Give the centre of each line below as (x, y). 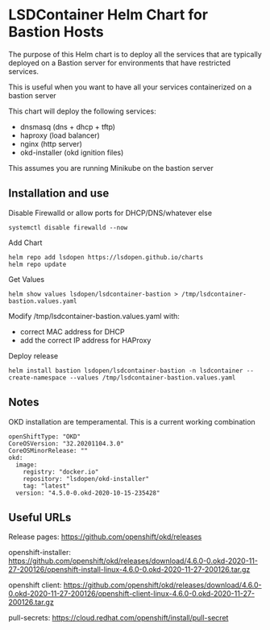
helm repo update (37, 264)
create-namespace (37, 377)
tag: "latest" (46, 486)
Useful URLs (40, 517)
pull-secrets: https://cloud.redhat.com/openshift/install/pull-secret (118, 618)
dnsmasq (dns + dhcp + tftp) (67, 126)
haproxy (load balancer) (60, 135)
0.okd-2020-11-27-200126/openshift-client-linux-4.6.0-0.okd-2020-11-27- (132, 594)
